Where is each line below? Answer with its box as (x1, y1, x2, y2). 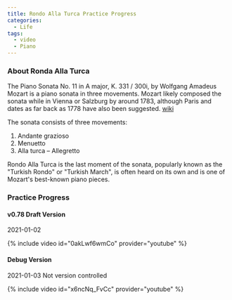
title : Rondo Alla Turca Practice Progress (7, 10, 137, 18)
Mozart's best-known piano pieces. (7, 175, 110, 183)
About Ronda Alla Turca (7, 66, 90, 76)
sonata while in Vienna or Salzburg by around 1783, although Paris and (7, 97, 212, 105)
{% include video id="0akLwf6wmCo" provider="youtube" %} (7, 240, 188, 248)
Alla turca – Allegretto (17, 147, 80, 155)
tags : (7, 30, 23, 37)
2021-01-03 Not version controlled (7, 271, 108, 280)
